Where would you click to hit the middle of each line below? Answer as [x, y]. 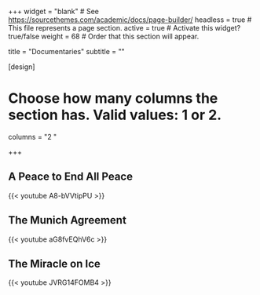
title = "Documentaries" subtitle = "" [67, 51]
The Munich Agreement [68, 220]
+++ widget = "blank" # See [54, 11]
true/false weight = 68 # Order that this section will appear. [104, 36]
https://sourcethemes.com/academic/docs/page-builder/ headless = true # [130, 20]
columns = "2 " [33, 137]
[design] [22, 67]
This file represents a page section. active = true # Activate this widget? [125, 28]
